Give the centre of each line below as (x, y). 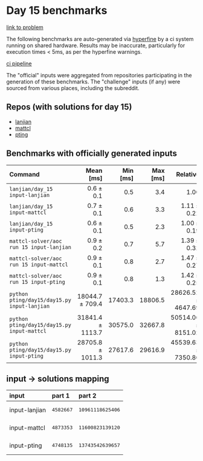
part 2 (87, 396)
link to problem (25, 27)
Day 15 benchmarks (57, 11)
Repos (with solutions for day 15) (69, 107)
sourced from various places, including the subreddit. (73, 88)
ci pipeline (19, 63)
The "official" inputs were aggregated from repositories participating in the (99, 75)
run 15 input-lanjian (40, 247)
